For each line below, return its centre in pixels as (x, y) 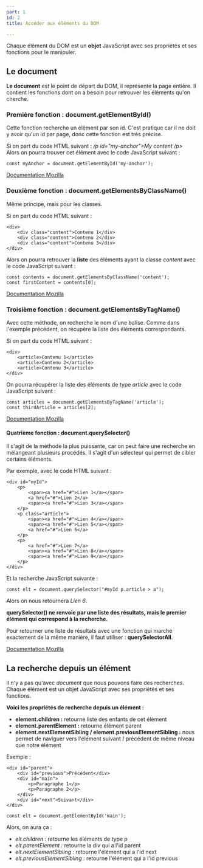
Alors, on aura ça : (29, 827)
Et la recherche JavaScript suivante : (52, 579)
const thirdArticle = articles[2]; (51, 408)
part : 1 (16, 12)
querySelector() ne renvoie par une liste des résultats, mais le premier (97, 613)
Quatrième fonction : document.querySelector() (68, 433)
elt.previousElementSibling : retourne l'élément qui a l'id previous (96, 858)
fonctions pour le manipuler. (41, 52)
